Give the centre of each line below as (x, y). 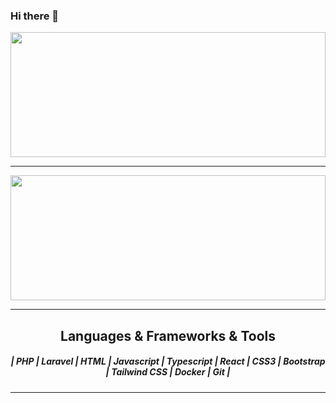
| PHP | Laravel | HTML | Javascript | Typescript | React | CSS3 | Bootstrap (168, 361)
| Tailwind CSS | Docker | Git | (168, 372)
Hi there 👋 (35, 16)
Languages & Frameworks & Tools (168, 335)
